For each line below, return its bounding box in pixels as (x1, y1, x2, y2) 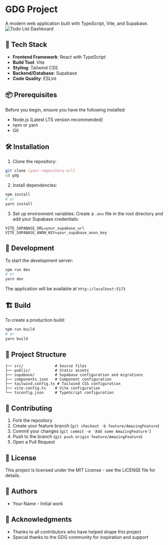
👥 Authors (5, 487, 38, 496)
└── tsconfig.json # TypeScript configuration (5, 390, 114, 396)
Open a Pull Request (12, 439, 55, 445)
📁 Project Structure (5, 351, 67, 359)
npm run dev (5, 267, 30, 272)
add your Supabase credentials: (12, 216, 79, 222)
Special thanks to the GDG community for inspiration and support (12, 534, 149, 540)
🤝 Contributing (5, 404, 52, 412)
